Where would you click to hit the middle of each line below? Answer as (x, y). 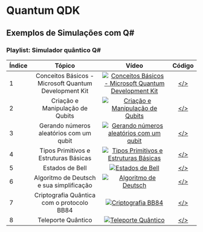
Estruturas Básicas (65, 158)
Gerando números (65, 126)
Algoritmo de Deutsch (65, 178)
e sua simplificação (65, 185)
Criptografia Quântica (65, 195)
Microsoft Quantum (65, 83)
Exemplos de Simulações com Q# (70, 33)
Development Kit (65, 91)
